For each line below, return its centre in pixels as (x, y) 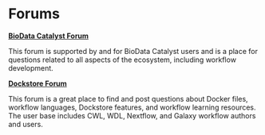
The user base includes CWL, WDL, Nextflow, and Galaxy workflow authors (132, 115)
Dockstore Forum (38, 83)
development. (31, 67)
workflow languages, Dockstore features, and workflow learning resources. (132, 107)
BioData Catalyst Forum (49, 36)
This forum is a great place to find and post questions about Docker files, (129, 98)
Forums (34, 14)
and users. (26, 124)
